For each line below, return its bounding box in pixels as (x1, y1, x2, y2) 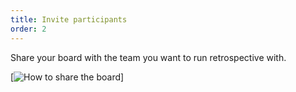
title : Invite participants (10, 14, 128, 25)
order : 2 (10, 24, 47, 34)
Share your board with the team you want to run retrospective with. (10, 51, 287, 63)
